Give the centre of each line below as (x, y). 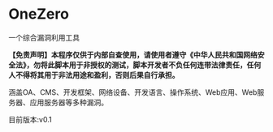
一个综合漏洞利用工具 (44, 37)
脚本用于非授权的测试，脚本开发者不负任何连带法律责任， (150, 65)
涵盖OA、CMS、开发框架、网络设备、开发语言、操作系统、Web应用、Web (133, 92)
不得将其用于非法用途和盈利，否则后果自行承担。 (97, 75)
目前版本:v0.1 (30, 119)
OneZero (39, 14)
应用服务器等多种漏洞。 (69, 102)
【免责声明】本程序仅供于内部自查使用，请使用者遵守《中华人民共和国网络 (133, 54)
